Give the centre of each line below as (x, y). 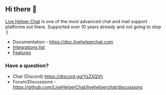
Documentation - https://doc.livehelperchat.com (63, 42)
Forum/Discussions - (34, 82)
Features (22, 52)
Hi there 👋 (21, 9)
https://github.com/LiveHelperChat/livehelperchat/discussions (77, 87)
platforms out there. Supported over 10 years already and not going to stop (83, 27)
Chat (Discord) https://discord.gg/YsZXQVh (58, 76)
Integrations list (29, 47)
